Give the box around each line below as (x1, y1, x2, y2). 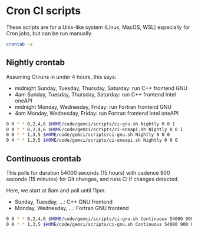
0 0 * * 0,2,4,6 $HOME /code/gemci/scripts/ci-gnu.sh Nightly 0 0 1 (6, 121, 176, 127)
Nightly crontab (6, 58, 65, 68)
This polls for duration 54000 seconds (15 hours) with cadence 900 (6, 169, 170, 176)
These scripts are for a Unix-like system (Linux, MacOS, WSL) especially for (6, 24, 190, 31)
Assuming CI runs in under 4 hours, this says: (6, 73, 117, 80)
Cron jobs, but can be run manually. (6, 29, 93, 36)
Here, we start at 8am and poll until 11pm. (6, 187, 106, 194)
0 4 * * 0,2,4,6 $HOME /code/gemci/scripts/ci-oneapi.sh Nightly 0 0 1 (6, 127, 183, 132)
